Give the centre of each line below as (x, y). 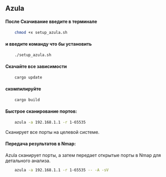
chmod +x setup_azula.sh (41, 32)
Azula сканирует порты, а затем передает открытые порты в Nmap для (83, 155)
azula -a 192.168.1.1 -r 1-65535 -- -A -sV (62, 170)
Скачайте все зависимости (36, 67)
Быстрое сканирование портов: (41, 111)
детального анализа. (28, 161)
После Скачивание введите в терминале (51, 21)
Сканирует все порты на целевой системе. (53, 132)
